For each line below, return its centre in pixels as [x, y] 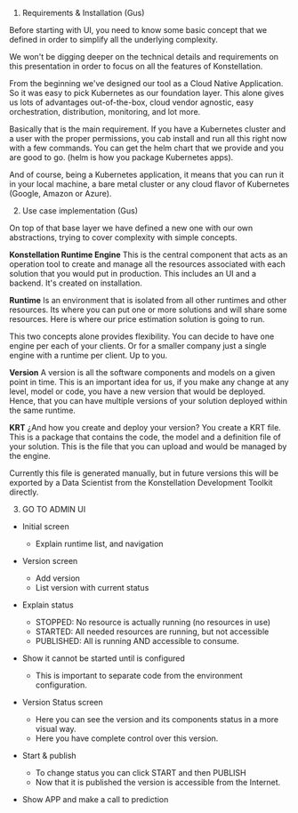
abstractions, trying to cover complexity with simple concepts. [123, 237]
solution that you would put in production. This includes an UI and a [133, 274]
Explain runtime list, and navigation [99, 543]
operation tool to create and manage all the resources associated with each [148, 264]
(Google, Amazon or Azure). [60, 193]
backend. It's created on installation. [76, 283]
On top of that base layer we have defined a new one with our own [131, 228]
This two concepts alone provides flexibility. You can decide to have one [142, 336]
